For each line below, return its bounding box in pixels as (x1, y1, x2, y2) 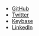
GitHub (11, 5, 30, 12)
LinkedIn (11, 24, 33, 31)
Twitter (11, 11, 30, 18)
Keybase (11, 18, 34, 24)
